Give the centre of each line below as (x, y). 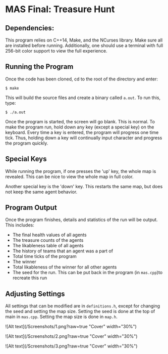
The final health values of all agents (49, 235)
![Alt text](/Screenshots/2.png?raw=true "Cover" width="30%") (71, 336)
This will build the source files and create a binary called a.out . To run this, (83, 98)
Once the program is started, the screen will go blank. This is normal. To (80, 121)
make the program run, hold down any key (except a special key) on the (80, 127)
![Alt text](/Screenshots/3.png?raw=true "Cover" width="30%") (71, 346)
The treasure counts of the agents (48, 240)
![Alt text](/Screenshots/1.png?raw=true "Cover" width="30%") (71, 327)
